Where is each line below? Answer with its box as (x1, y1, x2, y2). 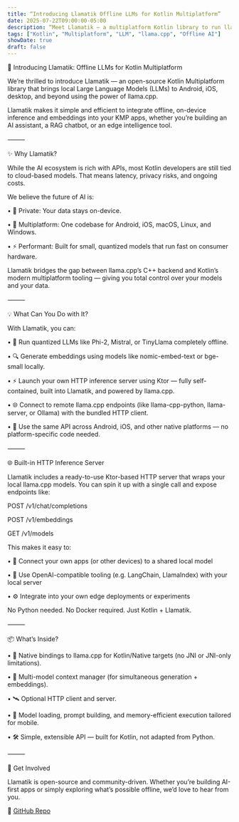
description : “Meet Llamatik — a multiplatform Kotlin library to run (7, 24, 221, 31)
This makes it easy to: (7, 543, 72, 551)
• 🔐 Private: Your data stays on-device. (7, 207, 122, 214)
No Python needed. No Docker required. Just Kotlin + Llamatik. (7, 606, 192, 614)
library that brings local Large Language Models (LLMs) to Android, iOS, (7, 85, 218, 93)
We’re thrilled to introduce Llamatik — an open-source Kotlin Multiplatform (7, 77, 225, 85)
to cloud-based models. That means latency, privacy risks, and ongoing (7, 172, 218, 180)
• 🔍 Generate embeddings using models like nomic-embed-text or (7, 352, 203, 360)
